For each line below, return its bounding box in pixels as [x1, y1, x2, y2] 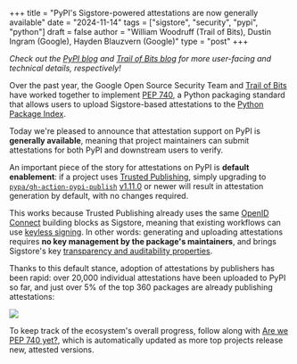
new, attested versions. [9, 344, 95, 355]
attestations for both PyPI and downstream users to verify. [9, 145, 224, 155]
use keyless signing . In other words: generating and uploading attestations [9, 227, 284, 237]
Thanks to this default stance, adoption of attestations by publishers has [9, 263, 275, 273]
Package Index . [9, 109, 67, 119]
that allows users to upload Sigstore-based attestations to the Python [9, 99, 264, 110]
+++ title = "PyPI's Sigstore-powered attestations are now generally [9, 8, 259, 18]
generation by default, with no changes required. [9, 191, 189, 201]
